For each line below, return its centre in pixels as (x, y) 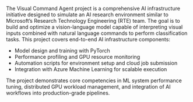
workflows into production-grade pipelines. (58, 93)
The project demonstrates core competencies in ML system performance (94, 80)
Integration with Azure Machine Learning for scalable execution (91, 69)
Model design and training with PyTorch (62, 51)
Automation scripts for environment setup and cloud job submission (96, 63)
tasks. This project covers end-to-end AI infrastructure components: (88, 39)
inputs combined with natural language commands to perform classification (97, 33)
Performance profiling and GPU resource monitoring (77, 57)
